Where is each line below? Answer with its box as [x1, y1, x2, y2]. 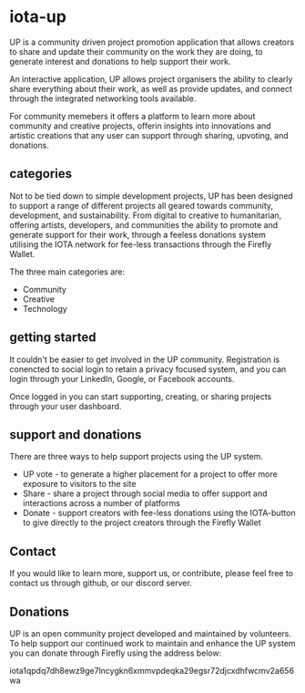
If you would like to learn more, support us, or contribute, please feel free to [9, 568, 294, 579]
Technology [22, 303, 68, 314]
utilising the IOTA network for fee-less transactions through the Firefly [9, 239, 272, 250]
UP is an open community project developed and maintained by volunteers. [9, 628, 292, 639]
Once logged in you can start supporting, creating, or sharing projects [9, 390, 272, 402]
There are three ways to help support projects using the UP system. [9, 451, 264, 462]
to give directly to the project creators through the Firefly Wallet [22, 517, 261, 528]
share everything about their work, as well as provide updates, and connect [9, 83, 293, 94]
